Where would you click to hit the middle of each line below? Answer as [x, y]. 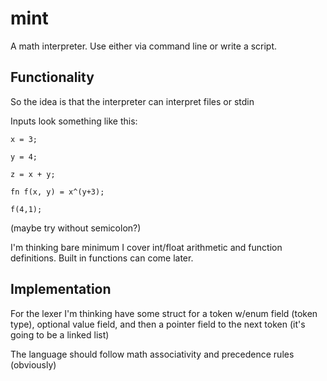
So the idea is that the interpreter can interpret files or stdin [132, 101]
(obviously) [33, 364]
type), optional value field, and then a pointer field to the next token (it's [158, 324]
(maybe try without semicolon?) [76, 228]
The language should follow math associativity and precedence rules [152, 354]
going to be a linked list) [60, 334]
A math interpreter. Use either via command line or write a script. [144, 46]
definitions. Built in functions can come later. [102, 258]
